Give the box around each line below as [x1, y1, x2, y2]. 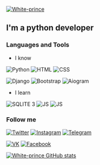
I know [14, 54, 32, 61]
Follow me [6, 115, 37, 123]
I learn [14, 89, 31, 96]
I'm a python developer [6, 23, 94, 33]
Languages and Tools [6, 41, 70, 49]
